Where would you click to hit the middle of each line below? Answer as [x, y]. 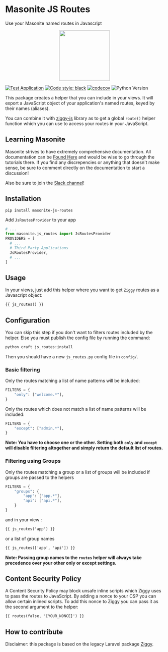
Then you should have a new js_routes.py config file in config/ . [72, 356]
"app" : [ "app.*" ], [43, 496]
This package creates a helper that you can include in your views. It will [79, 97]
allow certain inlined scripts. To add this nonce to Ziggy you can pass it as [82, 602]
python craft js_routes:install [39, 347]
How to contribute [34, 632]
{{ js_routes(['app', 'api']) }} [40, 548]
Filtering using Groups [33, 461]
